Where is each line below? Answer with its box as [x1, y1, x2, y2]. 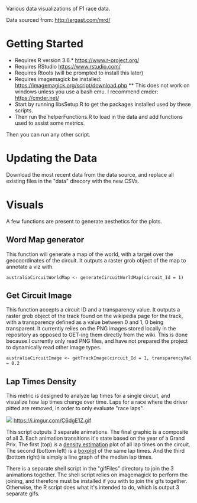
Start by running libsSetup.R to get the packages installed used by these [14, 100, 191, 108]
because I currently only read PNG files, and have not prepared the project [6, 338, 188, 345]
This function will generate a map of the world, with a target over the [6, 251, 173, 258]
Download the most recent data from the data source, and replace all [6, 171, 175, 178]
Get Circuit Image [6, 291, 72, 301]
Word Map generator [6, 235, 85, 245]
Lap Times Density [6, 377, 77, 387]
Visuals [6, 198, 44, 212]
